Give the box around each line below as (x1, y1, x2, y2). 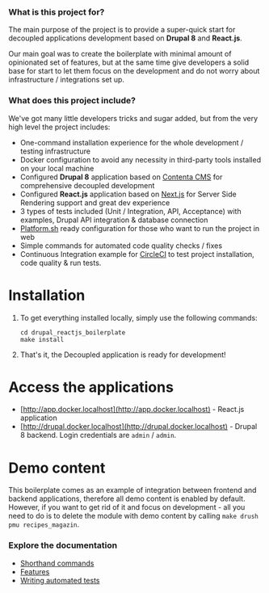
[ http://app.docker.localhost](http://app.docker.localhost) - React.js (19, 405, 245, 414)
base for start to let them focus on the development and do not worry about (8, 66, 260, 76)
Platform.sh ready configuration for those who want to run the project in (19, 223, 260, 233)
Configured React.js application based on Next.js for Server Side (19, 189, 237, 199)
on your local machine (19, 163, 95, 173)
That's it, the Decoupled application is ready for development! (19, 350, 226, 360)
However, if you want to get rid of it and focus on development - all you (8, 503, 246, 512)
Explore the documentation (8, 540, 118, 551)
